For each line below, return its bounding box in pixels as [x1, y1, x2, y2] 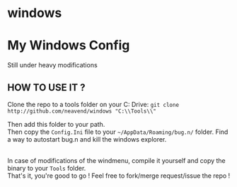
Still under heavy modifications [7, 61, 98, 69]
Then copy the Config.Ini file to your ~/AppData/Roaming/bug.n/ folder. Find [7, 127, 229, 136]
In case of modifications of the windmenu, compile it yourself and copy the [7, 156, 226, 164]
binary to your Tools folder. [7, 164, 86, 172]
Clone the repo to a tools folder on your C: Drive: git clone [7, 100, 179, 108]
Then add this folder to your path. [7, 120, 105, 128]
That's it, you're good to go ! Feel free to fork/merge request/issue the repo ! [7, 171, 231, 180]
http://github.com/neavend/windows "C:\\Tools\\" [7, 108, 157, 115]
